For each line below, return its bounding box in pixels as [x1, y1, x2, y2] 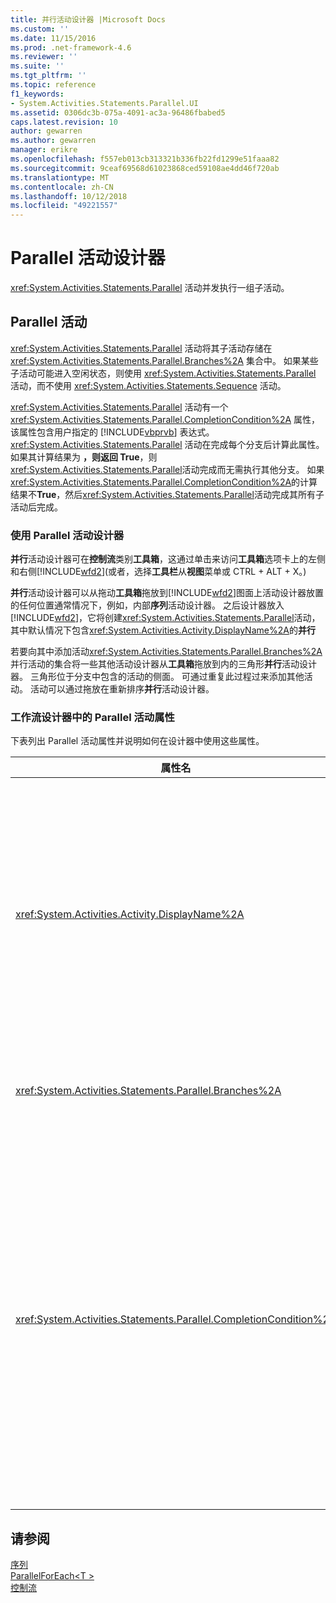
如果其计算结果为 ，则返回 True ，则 [10, 451, 158, 463]
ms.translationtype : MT [10, 172, 110, 183]
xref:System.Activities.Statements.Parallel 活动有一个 [10, 401, 229, 413]
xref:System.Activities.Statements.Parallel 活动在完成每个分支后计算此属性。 [10, 438, 325, 450]
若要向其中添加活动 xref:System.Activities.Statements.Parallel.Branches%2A [10, 646, 323, 658]
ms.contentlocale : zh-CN [10, 182, 114, 192]
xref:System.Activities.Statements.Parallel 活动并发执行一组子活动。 [10, 282, 290, 294]
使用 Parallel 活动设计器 [10, 528, 125, 542]
